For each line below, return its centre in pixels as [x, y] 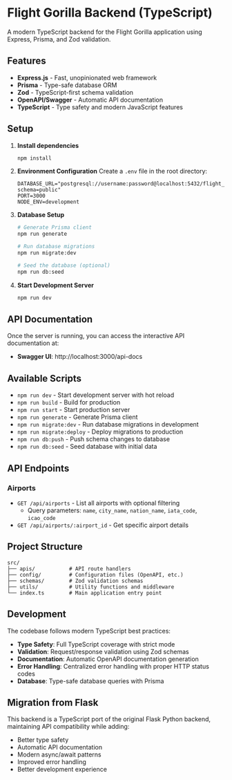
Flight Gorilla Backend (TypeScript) [110, 13]
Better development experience [62, 770]
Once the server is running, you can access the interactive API [96, 336]
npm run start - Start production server [74, 410]
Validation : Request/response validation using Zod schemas [103, 651]
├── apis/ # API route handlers [69, 568]
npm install [34, 158]
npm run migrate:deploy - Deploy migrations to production [100, 432]
